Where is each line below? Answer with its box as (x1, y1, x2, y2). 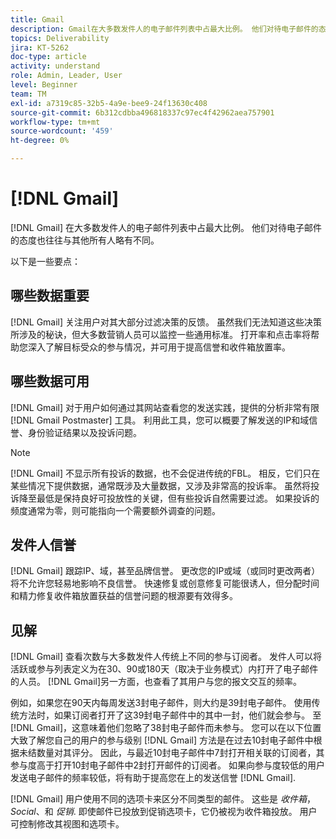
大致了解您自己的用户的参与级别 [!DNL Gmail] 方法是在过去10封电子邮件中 (10, 734, 314, 746)
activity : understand (10, 61, 101, 71)
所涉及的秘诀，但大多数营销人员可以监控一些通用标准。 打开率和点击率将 (10, 328, 311, 340)
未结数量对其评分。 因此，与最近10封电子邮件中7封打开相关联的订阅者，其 (18, 747, 325, 759)
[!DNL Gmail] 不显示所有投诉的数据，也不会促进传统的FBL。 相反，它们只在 (10, 467, 321, 479)
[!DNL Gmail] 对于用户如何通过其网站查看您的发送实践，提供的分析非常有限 (10, 401, 320, 413)
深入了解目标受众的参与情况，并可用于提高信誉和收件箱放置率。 (27, 341, 291, 353)
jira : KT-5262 (10, 42, 70, 53)
